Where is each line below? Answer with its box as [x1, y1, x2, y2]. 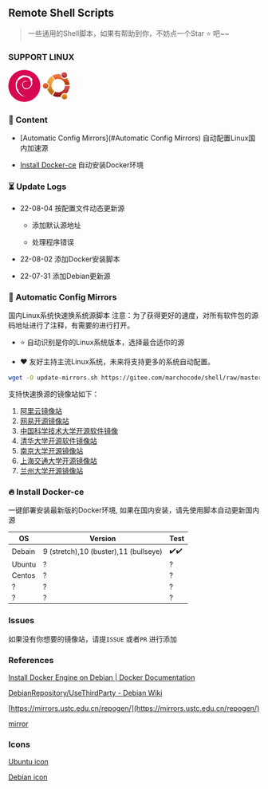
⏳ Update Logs [8, 181, 67, 192]
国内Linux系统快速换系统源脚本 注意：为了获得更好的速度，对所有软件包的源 [8, 311, 259, 320]
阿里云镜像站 [19, 406, 62, 415]
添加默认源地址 [31, 220, 81, 230]
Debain [11, 547, 36, 556]
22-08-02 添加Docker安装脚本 [19, 254, 120, 264]
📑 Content [8, 115, 48, 126]
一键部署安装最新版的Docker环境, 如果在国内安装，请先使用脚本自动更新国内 [8, 505, 260, 515]
